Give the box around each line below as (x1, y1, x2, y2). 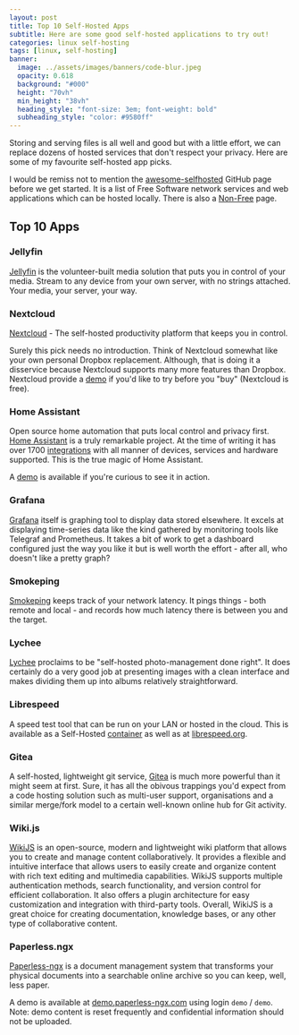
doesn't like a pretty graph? (9, 552, 111, 563)
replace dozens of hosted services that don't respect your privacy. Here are (9, 147, 288, 158)
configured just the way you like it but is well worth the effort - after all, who (9, 543, 288, 553)
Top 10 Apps (9, 218, 80, 234)
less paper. (9, 979, 51, 990)
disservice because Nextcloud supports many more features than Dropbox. (9, 364, 287, 375)
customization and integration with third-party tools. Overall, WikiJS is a (9, 899, 274, 910)
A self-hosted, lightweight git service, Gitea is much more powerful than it (9, 771, 281, 782)
